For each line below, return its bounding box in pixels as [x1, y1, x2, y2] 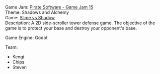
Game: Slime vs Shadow [5, 15, 55, 20]
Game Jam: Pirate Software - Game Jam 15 [5, 4, 93, 10]
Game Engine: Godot [5, 35, 48, 40]
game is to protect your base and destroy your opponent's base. [5, 25, 137, 31]
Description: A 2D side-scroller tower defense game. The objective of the [5, 20, 156, 26]
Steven [12, 64, 27, 70]
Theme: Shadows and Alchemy [5, 9, 69, 15]
